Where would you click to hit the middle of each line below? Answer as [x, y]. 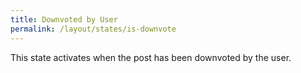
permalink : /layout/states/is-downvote [93, 29]
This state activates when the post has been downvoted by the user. [151, 57]
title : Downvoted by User [64, 19]
